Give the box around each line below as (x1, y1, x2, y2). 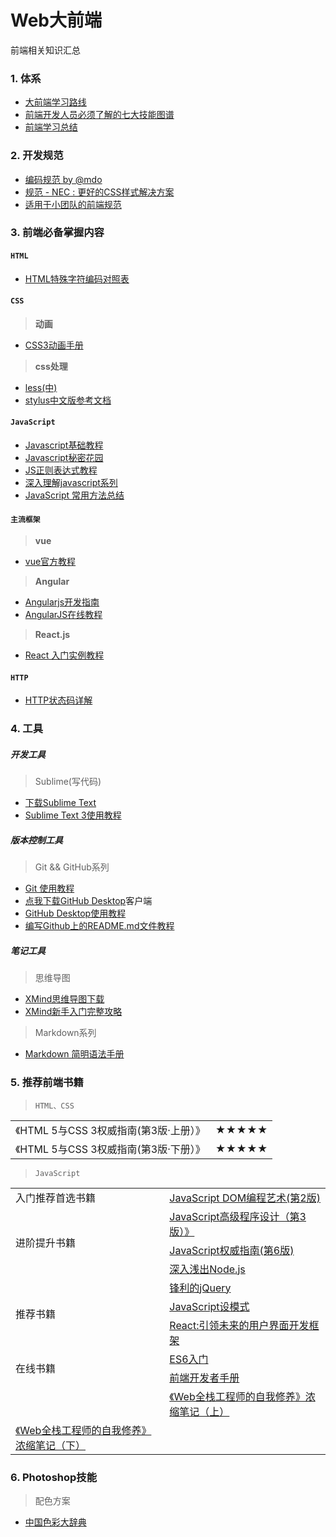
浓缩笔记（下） (15, 1438, 87, 1452)
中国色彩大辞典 (24, 1516, 87, 1528)
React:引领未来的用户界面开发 (169, 1318, 310, 1332)
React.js (34, 629, 71, 641)
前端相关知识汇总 (10, 44, 81, 56)
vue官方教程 (24, 556, 77, 568)
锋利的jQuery (169, 1281, 232, 1295)
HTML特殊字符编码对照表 (24, 272, 130, 285)
